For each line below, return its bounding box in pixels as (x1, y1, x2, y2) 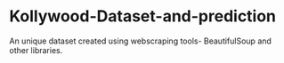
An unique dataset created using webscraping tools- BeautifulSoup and (9, 35, 272, 46)
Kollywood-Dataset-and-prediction (9, 6, 277, 27)
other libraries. (9, 44, 63, 55)
